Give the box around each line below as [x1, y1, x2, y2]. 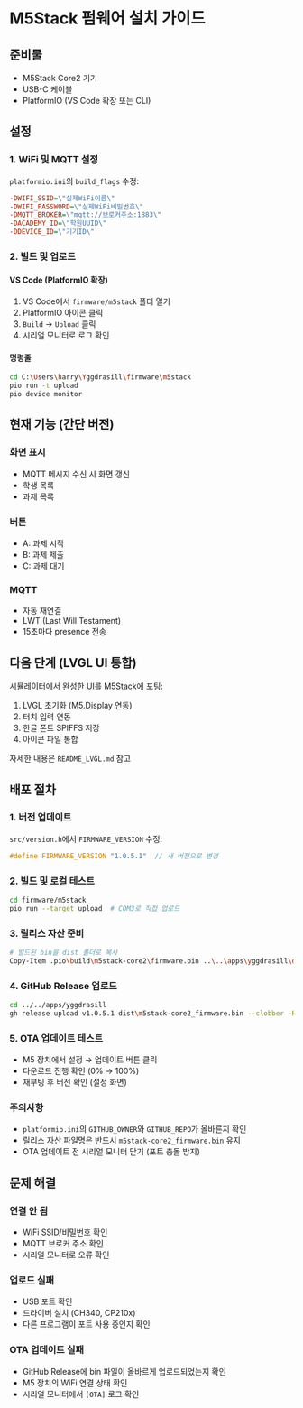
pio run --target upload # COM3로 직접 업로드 [9, 903, 180, 912]
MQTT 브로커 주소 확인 [22, 1238, 104, 1249]
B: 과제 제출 [22, 550, 65, 560]
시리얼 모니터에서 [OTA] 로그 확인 [22, 1388, 140, 1399]
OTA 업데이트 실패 [9, 1344, 84, 1357]
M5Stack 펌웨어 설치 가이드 [9, 8, 206, 29]
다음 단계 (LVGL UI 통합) [9, 655, 137, 671]
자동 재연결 [22, 606, 62, 616]
